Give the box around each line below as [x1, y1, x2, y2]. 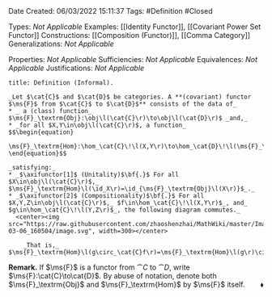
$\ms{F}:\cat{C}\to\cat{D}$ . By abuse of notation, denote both [8, 271, 217, 280]
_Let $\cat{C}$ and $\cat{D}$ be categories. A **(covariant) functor [8, 93, 252, 101]
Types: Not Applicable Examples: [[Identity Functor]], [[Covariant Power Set [8, 22, 261, 31]
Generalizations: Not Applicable [8, 39, 115, 48]
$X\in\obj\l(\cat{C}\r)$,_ [8, 178, 100, 186]
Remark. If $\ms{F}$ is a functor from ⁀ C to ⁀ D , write [8, 262, 190, 272]
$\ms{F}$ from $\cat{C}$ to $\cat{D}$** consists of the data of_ [8, 100, 237, 108]
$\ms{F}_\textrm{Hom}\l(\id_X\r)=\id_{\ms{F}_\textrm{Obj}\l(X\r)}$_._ [8, 185, 255, 193]
